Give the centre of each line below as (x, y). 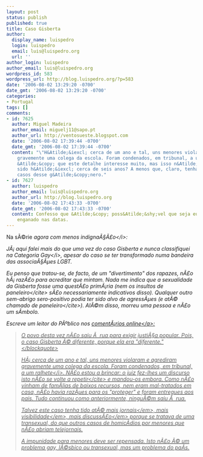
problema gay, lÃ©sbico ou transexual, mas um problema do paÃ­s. (105, 447)
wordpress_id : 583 (29, 74)
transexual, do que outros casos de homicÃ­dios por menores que (103, 423)
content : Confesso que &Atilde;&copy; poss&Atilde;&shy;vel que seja (101, 214)
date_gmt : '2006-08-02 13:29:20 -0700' (56, 91)
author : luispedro (35, 186)
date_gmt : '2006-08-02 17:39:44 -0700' (62, 147)
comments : (19, 113)
